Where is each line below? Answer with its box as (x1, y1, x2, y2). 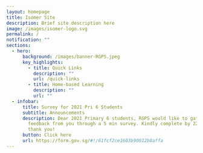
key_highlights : (22, 59, 63, 65)
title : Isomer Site (6, 14, 56, 20)
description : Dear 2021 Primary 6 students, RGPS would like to (22, 115, 188, 121)
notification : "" (6, 37, 50, 43)
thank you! (28, 126, 56, 133)
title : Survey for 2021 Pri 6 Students (22, 104, 123, 110)
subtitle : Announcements (22, 110, 85, 116)
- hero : (11, 48, 31, 54)
